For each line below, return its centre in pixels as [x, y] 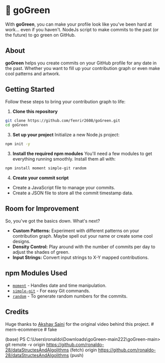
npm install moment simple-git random [46, 168]
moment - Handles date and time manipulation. [59, 285]
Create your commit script [40, 178]
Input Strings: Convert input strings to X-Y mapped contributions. [81, 257]
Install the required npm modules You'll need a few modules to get [82, 154]
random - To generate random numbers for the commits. [70, 296]
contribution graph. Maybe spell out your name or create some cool [82, 236]
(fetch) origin [84, 350]
